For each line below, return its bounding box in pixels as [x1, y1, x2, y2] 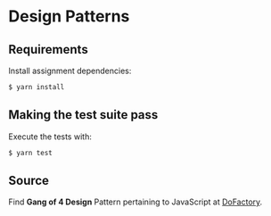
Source [8, 172, 50, 188]
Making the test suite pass [8, 107, 159, 122]
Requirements [8, 42, 88, 57]
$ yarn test [8, 148, 53, 157]
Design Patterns [8, 6, 130, 27]
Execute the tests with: [8, 131, 93, 142]
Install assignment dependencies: [8, 65, 132, 76]
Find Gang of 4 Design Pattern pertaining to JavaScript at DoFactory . [8, 196, 263, 207]
